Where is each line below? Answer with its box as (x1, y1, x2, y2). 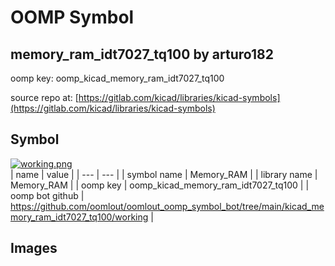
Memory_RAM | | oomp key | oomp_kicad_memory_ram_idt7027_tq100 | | (10, 179, 310, 191)
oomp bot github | (10, 189, 85, 201)
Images (10, 240, 58, 257)
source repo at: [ (10, 92, 79, 103)
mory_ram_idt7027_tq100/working (10, 211, 149, 223)
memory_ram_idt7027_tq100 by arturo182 (10, 46, 274, 63)
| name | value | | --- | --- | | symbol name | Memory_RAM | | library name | (10, 168, 318, 180)
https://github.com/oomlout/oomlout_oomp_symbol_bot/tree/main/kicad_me (10, 200, 325, 212)
